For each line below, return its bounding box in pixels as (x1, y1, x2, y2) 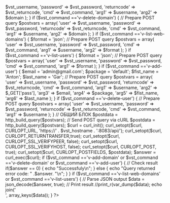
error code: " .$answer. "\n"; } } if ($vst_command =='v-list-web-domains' (5, 171, 161, 177)
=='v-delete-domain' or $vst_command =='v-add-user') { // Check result (5, 160, 158, 166)
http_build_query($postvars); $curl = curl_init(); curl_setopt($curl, (5, 123, 143, 128)
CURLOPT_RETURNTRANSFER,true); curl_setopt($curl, (5, 133, 120, 139)
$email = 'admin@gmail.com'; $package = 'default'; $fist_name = (22, 68, 159, 74)
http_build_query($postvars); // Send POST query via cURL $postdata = (5, 117, 156, 123)
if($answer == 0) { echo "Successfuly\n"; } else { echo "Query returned (5, 166, 156, 171)
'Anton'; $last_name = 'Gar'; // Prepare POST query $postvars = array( (5, 74, 153, 79)
